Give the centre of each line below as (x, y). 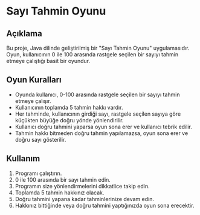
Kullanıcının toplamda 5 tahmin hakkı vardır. (69, 107)
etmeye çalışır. (33, 101)
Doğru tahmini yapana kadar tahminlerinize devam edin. (85, 199)
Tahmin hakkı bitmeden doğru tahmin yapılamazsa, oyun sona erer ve (102, 133)
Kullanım (23, 159)
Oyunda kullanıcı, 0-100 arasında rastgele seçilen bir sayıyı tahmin (97, 94)
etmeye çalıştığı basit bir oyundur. (48, 61)
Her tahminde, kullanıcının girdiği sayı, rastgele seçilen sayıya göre (98, 114)
